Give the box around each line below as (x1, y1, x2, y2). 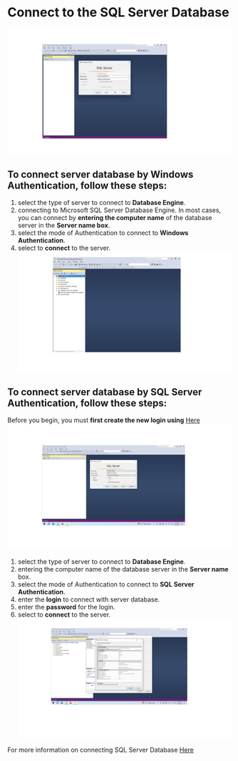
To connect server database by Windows (7, 168, 194, 180)
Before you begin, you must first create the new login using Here (7, 416, 201, 424)
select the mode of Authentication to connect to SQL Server (17, 579, 195, 588)
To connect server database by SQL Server (7, 386, 202, 398)
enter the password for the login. (17, 602, 115, 611)
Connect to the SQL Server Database (7, 4, 229, 21)
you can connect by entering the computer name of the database (17, 214, 212, 222)
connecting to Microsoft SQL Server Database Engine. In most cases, (17, 206, 222, 214)
